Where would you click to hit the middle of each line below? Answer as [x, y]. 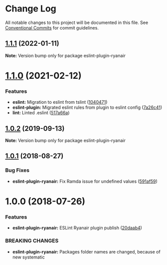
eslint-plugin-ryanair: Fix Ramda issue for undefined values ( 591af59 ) [85, 181]
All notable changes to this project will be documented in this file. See [77, 22]
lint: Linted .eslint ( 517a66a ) [41, 113]
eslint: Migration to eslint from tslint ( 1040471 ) [60, 102]
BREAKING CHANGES [32, 241]
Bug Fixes [17, 170]
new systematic [28, 257]
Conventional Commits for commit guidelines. [52, 27]
